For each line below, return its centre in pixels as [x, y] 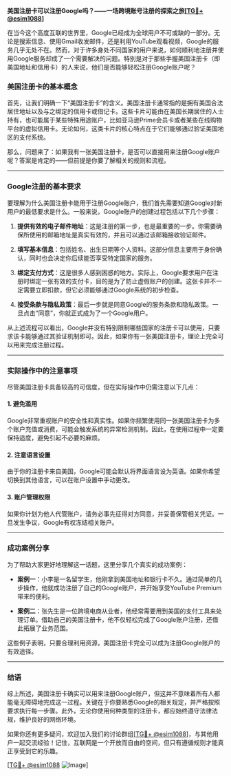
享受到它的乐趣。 [37, 751]
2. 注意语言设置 [29, 455]
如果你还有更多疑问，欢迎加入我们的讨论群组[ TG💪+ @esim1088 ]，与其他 [110, 734]
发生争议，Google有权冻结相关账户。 [65, 522]
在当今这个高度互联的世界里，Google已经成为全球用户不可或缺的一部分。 [111, 33]
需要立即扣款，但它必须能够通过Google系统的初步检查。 [103, 290]
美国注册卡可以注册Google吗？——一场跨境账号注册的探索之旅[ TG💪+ [106, 11]
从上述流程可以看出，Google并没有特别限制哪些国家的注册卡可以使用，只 [111, 327]
